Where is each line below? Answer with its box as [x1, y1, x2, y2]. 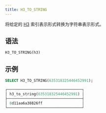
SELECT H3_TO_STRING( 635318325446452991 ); [5, 78, 93, 83]
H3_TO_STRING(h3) [5, 50, 41, 55]
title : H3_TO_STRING [5, 7, 48, 12]
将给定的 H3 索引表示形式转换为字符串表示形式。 [5, 21, 104, 27]
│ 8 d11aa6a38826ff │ [5, 101, 84, 106]
